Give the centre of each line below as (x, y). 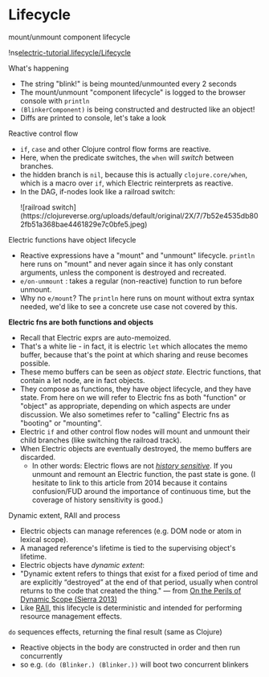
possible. (35, 363)
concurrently (41, 655)
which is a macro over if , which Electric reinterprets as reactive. (126, 183)
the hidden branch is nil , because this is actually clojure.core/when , (134, 174)
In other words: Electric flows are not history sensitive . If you (132, 465)
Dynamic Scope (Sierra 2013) (69, 599)
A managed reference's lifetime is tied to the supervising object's (128, 548)
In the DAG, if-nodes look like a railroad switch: (97, 191)
